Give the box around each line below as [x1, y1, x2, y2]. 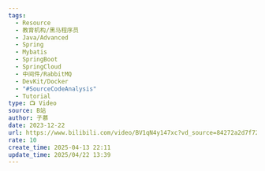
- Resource [15, 19, 51, 27]
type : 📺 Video [8, 99, 57, 107]
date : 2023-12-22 [8, 121, 65, 129]
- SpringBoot [15, 56, 58, 64]
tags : [8, 11, 26, 20]
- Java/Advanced [15, 33, 69, 42]
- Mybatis [15, 48, 47, 56]
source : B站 [8, 107, 47, 115]
